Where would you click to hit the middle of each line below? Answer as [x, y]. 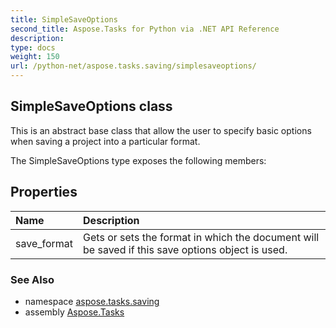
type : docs [33, 47]
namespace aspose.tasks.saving [92, 301]
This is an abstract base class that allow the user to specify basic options [161, 130]
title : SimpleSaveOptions [64, 19]
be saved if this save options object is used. [185, 249]
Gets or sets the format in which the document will [201, 237]
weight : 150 [35, 57]
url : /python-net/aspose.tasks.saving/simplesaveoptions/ [133, 66]
